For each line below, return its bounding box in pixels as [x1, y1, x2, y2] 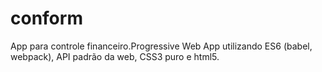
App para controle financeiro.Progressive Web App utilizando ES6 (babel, [10, 40, 313, 52]
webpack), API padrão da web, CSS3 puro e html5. [10, 50, 220, 62]
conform [10, 7, 83, 30]
